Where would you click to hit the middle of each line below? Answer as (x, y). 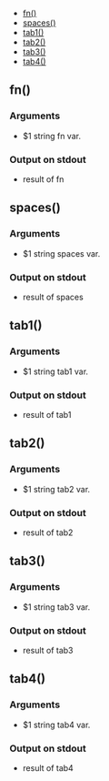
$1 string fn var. (52, 136)
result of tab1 (47, 414)
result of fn (43, 179)
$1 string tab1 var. (55, 371)
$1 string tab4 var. (56, 725)
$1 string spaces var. (61, 253)
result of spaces (53, 297)
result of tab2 (48, 532)
